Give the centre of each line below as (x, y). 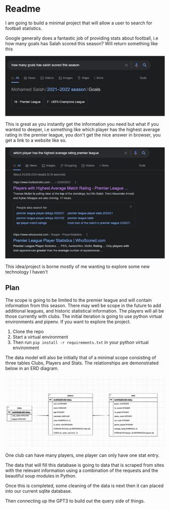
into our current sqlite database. (39, 491)
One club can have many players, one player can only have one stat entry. (82, 455)
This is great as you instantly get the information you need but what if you (82, 124)
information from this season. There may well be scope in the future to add (83, 306)
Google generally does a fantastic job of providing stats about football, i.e (82, 38)
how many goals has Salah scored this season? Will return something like (82, 43)
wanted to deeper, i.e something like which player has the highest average (83, 129)
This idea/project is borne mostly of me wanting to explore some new (78, 266)
